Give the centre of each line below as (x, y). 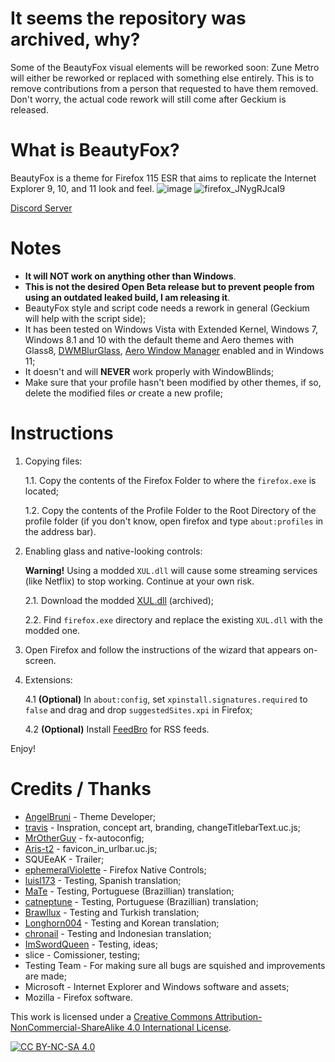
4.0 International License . (179, 1027)
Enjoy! (23, 748)
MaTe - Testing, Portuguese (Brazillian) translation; (129, 891)
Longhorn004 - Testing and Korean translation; (122, 923)
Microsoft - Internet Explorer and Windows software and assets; (157, 986)
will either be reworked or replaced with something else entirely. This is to (162, 78)
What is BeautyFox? (95, 150)
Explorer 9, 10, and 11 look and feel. (82, 188)
